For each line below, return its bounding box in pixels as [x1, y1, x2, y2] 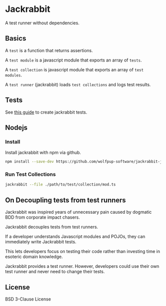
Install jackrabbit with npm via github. [5, 150, 82, 156]
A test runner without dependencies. [5, 20, 80, 26]
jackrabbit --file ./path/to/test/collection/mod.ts [5, 182, 116, 187]
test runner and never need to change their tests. [5, 269, 105, 275]
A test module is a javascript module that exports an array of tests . [5, 57, 142, 63]
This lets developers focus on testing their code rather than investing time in [5, 248, 161, 254]
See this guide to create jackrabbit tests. [5, 109, 87, 115]
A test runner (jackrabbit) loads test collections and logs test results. [5, 81, 151, 87]
